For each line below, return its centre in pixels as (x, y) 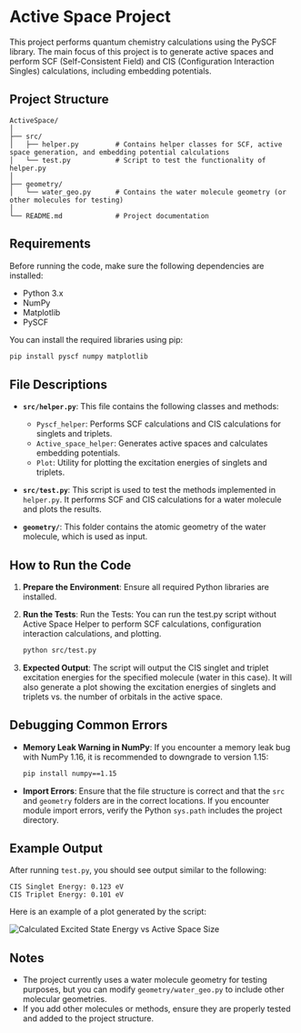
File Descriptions (58, 384)
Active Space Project (90, 17)
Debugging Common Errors (89, 725)
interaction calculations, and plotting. (92, 634)
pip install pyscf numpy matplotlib (79, 356)
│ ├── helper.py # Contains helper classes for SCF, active (146, 144)
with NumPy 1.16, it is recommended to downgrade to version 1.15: (145, 757)
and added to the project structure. (88, 1018)
